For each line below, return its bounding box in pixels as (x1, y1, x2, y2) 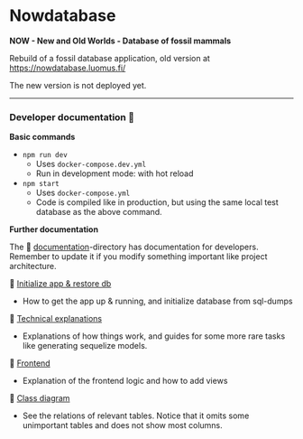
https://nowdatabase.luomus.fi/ (9, 62, 126, 73)
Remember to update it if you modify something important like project (9, 251, 268, 262)
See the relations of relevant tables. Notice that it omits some (22, 410, 250, 421)
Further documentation (9, 224, 99, 235)
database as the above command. (35, 207, 162, 218)
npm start (22, 180, 60, 189)
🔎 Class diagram (9, 393, 70, 404)
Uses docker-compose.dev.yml (35, 159, 147, 170)
